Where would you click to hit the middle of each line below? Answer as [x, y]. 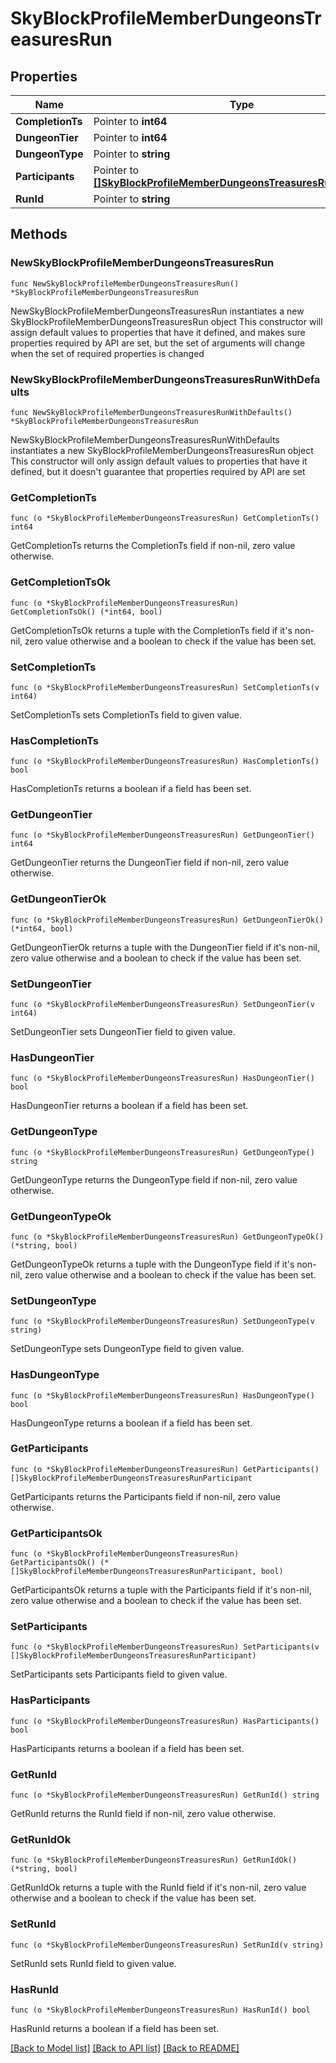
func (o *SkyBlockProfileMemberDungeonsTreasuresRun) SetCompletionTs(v [165, 687]
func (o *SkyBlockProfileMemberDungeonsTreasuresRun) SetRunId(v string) [167, 1945]
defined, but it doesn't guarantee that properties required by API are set [158, 471]
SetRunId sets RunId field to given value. [93, 1963]
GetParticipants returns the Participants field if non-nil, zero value [145, 1496]
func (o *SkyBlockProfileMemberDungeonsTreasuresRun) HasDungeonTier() [162, 1078]
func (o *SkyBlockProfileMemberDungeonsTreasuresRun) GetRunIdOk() [154, 1860]
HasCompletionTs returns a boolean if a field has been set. [131, 789]
